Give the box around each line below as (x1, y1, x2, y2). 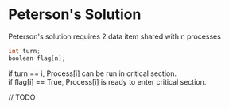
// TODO (8, 92, 36, 102)
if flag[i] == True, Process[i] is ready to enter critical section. (8, 77, 207, 86)
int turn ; (8, 47, 41, 54)
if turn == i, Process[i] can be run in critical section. (8, 69, 177, 78)
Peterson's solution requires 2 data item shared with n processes (8, 32, 221, 41)
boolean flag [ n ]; (8, 54, 66, 62)
